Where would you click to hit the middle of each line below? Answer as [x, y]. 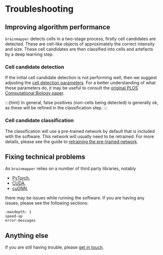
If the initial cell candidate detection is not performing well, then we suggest [81, 78]
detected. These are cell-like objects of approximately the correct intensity [80, 44]
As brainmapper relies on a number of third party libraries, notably [71, 169]
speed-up [14, 216]
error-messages [20, 221]
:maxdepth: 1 [18, 212]
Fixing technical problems [45, 157]
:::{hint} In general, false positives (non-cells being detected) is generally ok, [82, 103]
